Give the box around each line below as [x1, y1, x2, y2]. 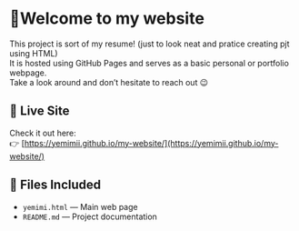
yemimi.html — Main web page [22, 201, 138, 212]
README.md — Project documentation [22, 211, 157, 222]
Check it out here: [9, 127, 77, 138]
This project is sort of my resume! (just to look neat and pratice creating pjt [9, 38, 290, 49]
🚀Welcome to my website [9, 8, 204, 29]
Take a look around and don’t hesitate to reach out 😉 [9, 76, 209, 87]
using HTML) [9, 47, 58, 58]
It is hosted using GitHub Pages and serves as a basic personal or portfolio [9, 57, 289, 68]
